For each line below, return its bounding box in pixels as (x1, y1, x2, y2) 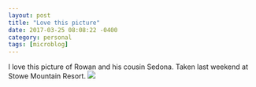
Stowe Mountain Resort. (8, 71, 87, 81)
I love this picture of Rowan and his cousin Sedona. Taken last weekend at (8, 62, 248, 71)
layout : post (8, 11, 51, 20)
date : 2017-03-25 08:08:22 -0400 (8, 26, 118, 34)
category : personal (8, 33, 72, 42)
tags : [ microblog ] (8, 41, 69, 49)
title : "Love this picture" (8, 19, 101, 27)
